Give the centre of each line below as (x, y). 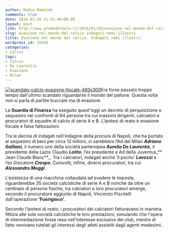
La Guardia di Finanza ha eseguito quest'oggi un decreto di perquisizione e (83, 110)
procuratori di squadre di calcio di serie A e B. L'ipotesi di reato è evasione (82, 121)
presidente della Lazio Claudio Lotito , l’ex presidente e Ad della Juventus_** (84, 152)
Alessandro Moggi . (26, 168)
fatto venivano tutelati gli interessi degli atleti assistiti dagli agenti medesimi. (84, 225)
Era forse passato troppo (126, 90)
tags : (11, 57)
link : (11, 29)
